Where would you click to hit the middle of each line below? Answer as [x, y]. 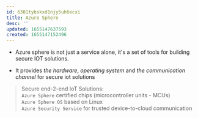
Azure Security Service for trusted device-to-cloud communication [107, 108]
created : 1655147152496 [37, 35]
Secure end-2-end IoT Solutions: [62, 89]
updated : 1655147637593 [37, 29]
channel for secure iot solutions [55, 77]
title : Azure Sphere [33, 18]
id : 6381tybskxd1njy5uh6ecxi [43, 12]
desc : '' [17, 23]
